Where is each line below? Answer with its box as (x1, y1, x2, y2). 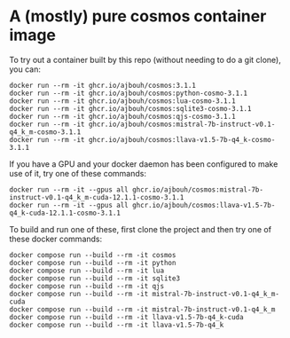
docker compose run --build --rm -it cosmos (9, 250, 176, 259)
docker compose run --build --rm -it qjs (9, 281, 165, 290)
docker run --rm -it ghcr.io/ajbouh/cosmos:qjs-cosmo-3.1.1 (9, 112, 237, 121)
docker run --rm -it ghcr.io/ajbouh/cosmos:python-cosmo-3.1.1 (9, 89, 248, 98)
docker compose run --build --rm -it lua (9, 266, 165, 275)
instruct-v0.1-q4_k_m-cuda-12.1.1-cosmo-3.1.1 (9, 193, 184, 201)
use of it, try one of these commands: (9, 168, 146, 178)
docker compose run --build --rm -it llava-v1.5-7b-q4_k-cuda (9, 312, 244, 321)
